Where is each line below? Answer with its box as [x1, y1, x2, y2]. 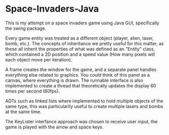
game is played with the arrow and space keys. [5, 124, 104, 130]
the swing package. [5, 25, 47, 31]
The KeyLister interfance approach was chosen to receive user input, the [5, 118, 158, 124]
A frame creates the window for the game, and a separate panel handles [5, 66, 157, 73]
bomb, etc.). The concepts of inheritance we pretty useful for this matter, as [5, 40, 164, 46]
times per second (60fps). [5, 88, 60, 94]
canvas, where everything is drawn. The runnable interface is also [5, 77, 144, 83]
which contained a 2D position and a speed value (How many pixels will [5, 51, 155, 57]
